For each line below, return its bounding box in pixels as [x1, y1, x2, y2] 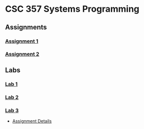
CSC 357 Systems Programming [5, 3, 140, 15]
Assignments [5, 23, 47, 31]
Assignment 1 [5, 38, 38, 45]
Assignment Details [12, 118, 52, 124]
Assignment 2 [5, 51, 39, 57]
